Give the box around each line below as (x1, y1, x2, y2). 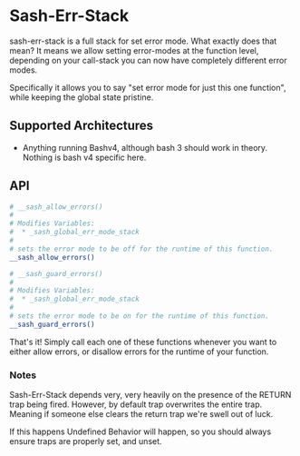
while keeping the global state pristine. (9, 92, 154, 103)
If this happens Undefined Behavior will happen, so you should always (9, 426, 272, 437)
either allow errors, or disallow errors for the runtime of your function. (9, 346, 269, 357)
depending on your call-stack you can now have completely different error (9, 55, 287, 65)
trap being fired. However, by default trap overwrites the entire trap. (9, 399, 263, 410)
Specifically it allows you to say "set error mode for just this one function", (9, 82, 286, 93)
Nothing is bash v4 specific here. (22, 152, 147, 163)
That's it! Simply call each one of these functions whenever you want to (9, 336, 277, 347)
